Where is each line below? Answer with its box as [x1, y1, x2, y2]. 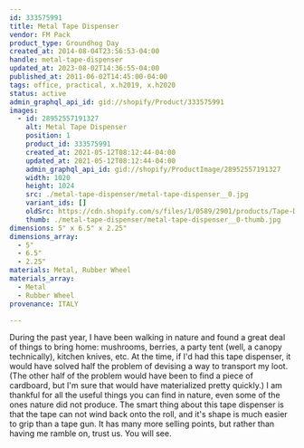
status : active [9, 89, 67, 98]
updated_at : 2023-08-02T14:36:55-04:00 [9, 64, 160, 73]
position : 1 [25, 131, 71, 140]
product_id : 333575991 [25, 139, 111, 148]
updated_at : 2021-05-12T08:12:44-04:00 [25, 156, 176, 166]
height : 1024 [25, 182, 75, 191]
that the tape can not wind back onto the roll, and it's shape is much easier [9, 409, 288, 420]
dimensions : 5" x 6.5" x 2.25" [9, 224, 128, 233]
